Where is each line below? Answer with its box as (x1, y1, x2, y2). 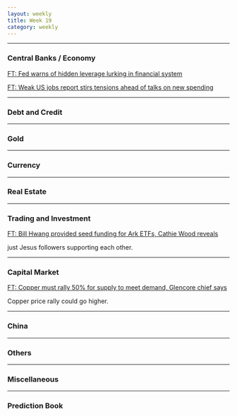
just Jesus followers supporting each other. (7, 243, 133, 252)
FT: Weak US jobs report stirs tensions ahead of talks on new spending (7, 82, 214, 92)
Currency (7, 160, 41, 170)
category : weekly (7, 23, 59, 30)
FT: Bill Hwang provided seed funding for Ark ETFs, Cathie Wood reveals (7, 230, 219, 238)
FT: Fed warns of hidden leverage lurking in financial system (7, 69, 183, 78)
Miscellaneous (7, 374, 59, 384)
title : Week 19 (7, 17, 52, 24)
